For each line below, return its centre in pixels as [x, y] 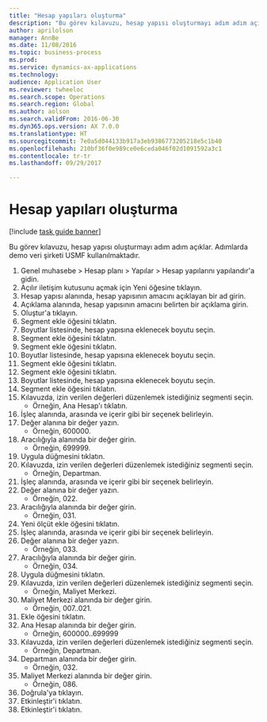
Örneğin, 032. [55, 667]
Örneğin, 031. [54, 515]
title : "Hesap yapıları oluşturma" [68, 15]
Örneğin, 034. [55, 566]
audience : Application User [55, 82]
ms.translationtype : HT [48, 133]
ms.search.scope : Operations [57, 97]
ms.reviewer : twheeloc [46, 89]
